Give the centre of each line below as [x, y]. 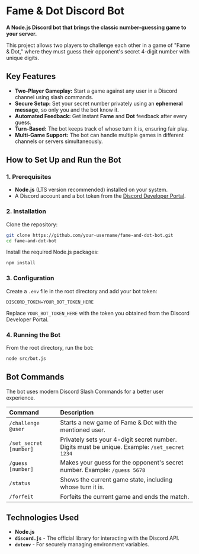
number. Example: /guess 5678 [103, 470]
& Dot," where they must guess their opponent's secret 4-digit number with [98, 51]
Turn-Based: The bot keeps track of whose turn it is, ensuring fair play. [102, 128]
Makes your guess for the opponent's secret [122, 463]
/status [20, 483]
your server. [22, 33]
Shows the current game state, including [116, 479]
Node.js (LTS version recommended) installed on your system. [91, 190]
